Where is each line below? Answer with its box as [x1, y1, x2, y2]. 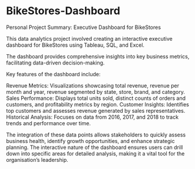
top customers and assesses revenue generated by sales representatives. [6, 107, 186, 114]
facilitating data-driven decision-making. [6, 59, 105, 66]
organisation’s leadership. [6, 156, 69, 163]
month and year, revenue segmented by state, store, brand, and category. [6, 88, 186, 95]
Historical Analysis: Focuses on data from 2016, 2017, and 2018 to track [6, 113, 179, 121]
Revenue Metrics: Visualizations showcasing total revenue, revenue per [6, 82, 180, 89]
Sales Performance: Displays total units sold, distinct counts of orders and [6, 95, 186, 102]
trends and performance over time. [6, 119, 91, 126]
